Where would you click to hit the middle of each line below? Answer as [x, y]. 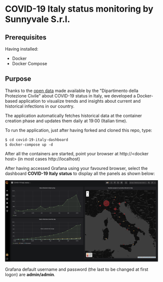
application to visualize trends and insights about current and [80, 101]
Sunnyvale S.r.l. [38, 19]
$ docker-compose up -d [29, 145]
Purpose [18, 79]
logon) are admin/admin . [30, 274]
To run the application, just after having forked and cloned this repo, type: [79, 130]
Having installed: [22, 49]
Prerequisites [26, 37]
